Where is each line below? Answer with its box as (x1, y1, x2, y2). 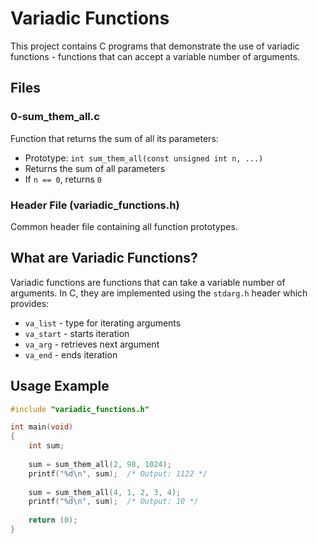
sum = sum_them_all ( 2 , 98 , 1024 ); (28, 459, 172, 469)
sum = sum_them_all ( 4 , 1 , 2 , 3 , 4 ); (28, 487, 182, 497)
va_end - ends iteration (24, 348, 118, 361)
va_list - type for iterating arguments (24, 317, 182, 329)
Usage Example (10, 378, 110, 395)
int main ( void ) (10, 422, 74, 432)
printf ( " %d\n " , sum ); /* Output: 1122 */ (28, 468, 208, 479)
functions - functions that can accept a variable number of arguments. (10, 50, 301, 62)
